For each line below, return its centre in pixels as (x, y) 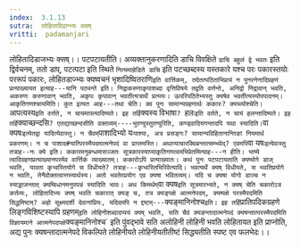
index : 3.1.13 (37, 17)
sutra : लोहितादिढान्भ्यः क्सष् (50, 26)
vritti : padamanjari (50, 34)
